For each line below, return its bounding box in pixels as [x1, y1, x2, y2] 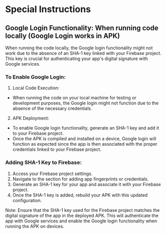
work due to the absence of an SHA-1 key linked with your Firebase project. [5, 50, 162, 56]
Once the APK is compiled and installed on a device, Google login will [12, 136, 156, 142]
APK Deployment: [12, 115, 49, 122]
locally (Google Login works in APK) [5, 31, 120, 40]
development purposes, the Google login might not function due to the [12, 100, 159, 106]
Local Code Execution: [12, 85, 59, 91]
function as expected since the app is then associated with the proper [12, 141, 157, 147]
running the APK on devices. [5, 223, 64, 229]
